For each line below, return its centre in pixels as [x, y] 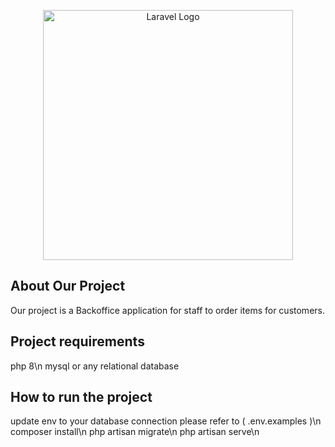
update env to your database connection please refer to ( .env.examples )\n [166, 421]
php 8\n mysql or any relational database [95, 366]
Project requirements [77, 341]
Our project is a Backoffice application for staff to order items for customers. [167, 310]
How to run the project [81, 397]
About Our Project [68, 286]
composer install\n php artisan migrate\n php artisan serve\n [135, 432]
